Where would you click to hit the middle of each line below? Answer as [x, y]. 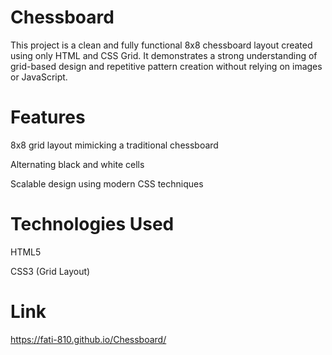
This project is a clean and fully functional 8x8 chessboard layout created [161, 45]
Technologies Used [92, 224]
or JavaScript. [39, 77]
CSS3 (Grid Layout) [50, 271]
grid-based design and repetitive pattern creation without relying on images [166, 66]
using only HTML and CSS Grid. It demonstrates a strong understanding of [164, 55]
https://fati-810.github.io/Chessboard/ [88, 339]
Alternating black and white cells [77, 164]
